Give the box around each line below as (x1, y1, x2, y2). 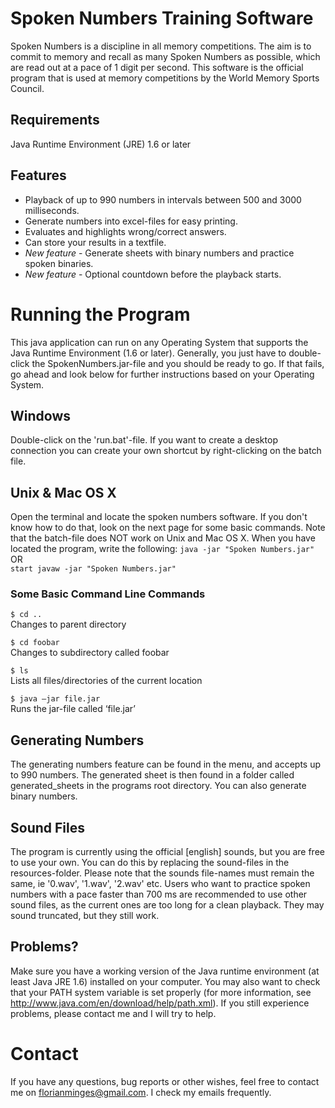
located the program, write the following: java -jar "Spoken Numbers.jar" (10, 543, 315, 555)
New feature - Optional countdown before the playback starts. (24, 268, 282, 280)
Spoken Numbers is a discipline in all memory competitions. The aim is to (10, 40, 312, 52)
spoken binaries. (24, 257, 94, 269)
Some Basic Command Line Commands (10, 587, 206, 601)
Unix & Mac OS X (10, 484, 117, 501)
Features (10, 167, 67, 184)
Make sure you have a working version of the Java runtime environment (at (10, 965, 320, 977)
